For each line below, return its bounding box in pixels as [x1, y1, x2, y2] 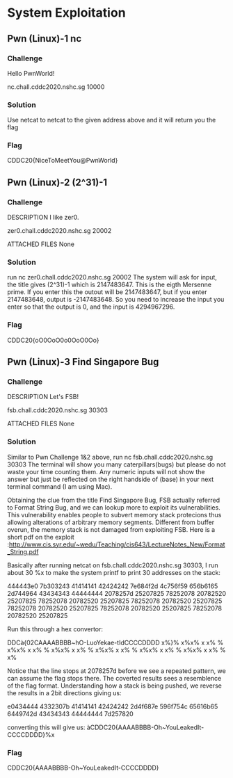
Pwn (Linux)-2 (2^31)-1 [7, 176, 108, 188]
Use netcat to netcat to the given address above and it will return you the [7, 116, 216, 124]
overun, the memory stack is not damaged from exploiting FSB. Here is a [7, 525, 216, 533]
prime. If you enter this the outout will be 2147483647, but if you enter [7, 288, 207, 296]
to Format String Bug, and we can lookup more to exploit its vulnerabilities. [7, 503, 220, 512]
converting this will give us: [7, 723, 86, 731]
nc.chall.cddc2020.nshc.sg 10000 [7, 82, 105, 91]
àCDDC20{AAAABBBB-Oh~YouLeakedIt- [86, 723, 204, 731]
